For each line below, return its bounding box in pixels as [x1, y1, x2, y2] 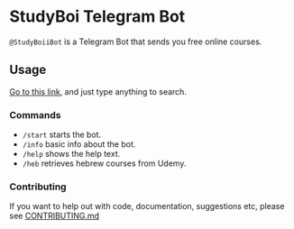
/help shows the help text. [22, 149, 121, 160]
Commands [9, 108, 61, 121]
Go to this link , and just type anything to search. [9, 86, 188, 96]
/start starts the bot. [22, 129, 102, 141]
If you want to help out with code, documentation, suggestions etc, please [9, 201, 285, 212]
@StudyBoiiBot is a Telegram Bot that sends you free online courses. [9, 36, 262, 47]
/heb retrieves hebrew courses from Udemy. [22, 158, 187, 169]
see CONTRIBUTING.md [9, 210, 100, 222]
